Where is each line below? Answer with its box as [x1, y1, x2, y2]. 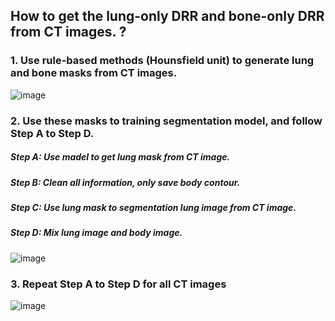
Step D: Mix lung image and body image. [10, 227, 183, 239]
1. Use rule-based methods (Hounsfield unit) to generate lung [10, 54, 315, 68]
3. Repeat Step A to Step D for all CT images [10, 277, 227, 291]
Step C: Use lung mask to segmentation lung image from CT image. [10, 201, 297, 213]
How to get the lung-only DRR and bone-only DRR [10, 8, 325, 25]
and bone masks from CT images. [10, 66, 178, 80]
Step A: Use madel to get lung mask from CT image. [10, 151, 231, 163]
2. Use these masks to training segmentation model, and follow [10, 114, 323, 128]
